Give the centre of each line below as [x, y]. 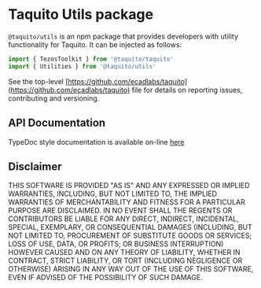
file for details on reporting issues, [187, 90]
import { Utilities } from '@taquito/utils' [82, 66]
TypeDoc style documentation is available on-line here [96, 142]
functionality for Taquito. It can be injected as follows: [95, 44]
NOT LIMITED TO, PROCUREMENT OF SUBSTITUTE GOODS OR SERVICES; [130, 236]
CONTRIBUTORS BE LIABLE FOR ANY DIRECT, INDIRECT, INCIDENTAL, [124, 219]
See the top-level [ [38, 81]
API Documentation [57, 123]
